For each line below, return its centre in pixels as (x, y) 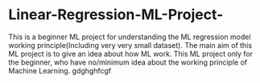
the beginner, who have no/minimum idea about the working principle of (128, 62)
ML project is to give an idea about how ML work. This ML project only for (131, 53)
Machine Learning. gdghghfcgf (60, 70)
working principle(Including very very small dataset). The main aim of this (130, 45)
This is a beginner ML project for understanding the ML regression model (130, 37)
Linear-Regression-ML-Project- (116, 15)
